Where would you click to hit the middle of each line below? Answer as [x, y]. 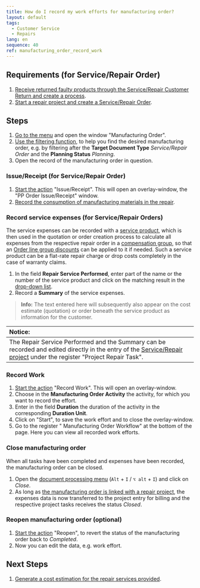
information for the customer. [57, 317]
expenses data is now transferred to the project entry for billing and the [102, 498]
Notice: [20, 331]
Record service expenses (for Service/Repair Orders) [85, 217]
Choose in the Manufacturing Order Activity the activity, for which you [102, 394]
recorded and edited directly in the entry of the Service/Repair [96, 349]
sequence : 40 [22, 45]
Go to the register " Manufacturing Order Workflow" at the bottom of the [103, 426]
